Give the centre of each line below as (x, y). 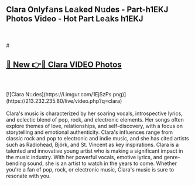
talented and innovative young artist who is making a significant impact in (95, 151)
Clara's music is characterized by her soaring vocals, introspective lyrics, (94, 113)
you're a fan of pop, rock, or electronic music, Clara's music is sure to (90, 169)
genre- (172, 157)
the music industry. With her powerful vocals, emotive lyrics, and (84, 157)
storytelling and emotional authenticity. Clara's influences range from (90, 132)
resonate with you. (28, 176)
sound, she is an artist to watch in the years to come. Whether (102, 163)
